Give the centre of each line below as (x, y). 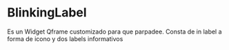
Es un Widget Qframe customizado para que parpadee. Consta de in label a (114, 32)
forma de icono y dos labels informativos (65, 38)
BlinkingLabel (47, 13)
